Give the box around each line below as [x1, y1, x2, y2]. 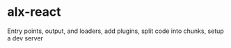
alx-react [7, 4, 61, 20]
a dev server [7, 34, 44, 42]
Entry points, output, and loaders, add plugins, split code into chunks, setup [7, 27, 224, 35]
